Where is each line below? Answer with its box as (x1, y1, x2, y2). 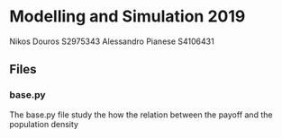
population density (9, 118, 79, 129)
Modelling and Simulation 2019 (9, 6, 246, 27)
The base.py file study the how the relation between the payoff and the (9, 109, 273, 120)
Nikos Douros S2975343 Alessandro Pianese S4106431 (9, 36, 214, 47)
